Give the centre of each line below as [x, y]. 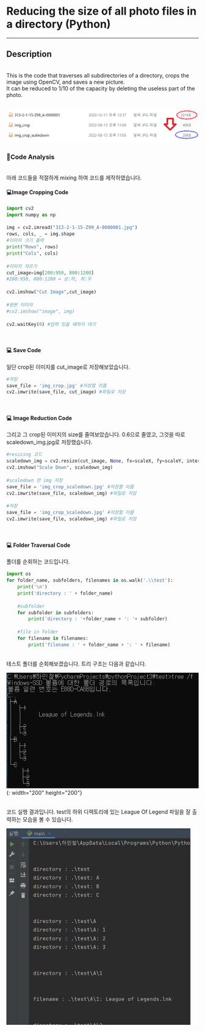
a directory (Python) [59, 24]
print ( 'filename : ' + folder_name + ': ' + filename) [99, 645]
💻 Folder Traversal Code [38, 545]
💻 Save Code [24, 350]
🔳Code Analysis [31, 157]
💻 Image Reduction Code [39, 418]
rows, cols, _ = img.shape [41, 234]
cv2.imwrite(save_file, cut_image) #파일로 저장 [66, 392]
